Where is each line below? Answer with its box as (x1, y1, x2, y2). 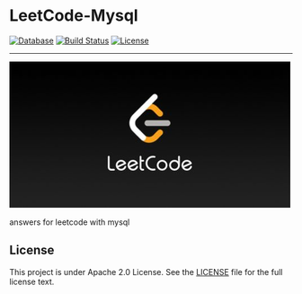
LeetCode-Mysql (9, 5, 138, 26)
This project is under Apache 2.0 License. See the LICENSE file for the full (9, 266, 283, 277)
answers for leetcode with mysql (9, 217, 130, 227)
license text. (9, 276, 55, 287)
